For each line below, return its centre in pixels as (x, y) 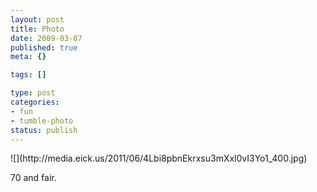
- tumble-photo (42, 121)
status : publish (44, 130)
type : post (33, 93)
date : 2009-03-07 (46, 38)
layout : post (37, 19)
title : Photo (37, 29)
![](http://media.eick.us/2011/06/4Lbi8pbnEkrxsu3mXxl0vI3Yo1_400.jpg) (159, 158)
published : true (44, 47)
